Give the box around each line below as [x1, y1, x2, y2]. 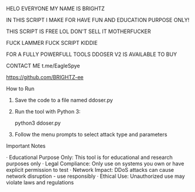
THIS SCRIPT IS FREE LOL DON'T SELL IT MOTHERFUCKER [6, 28, 151, 35]
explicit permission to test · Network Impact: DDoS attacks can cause [6, 167, 174, 173]
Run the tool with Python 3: [14, 108, 81, 115]
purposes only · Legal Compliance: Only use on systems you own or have [6, 160, 184, 167]
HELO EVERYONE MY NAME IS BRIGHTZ [6, 5, 105, 12]
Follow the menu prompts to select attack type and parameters [14, 131, 168, 138]
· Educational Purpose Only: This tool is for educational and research [6, 154, 173, 161]
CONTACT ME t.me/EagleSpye [6, 62, 81, 69]
